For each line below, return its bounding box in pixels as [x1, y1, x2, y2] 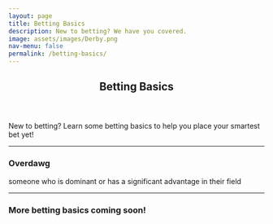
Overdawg [8, 158, 50, 169]
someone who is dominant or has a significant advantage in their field [8, 176, 242, 186]
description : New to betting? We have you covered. [8, 27, 187, 35]
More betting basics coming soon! [8, 204, 146, 216]
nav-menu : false [8, 42, 63, 51]
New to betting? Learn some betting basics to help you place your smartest [8, 121, 260, 131]
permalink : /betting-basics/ [8, 50, 107, 58]
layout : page [8, 11, 53, 20]
